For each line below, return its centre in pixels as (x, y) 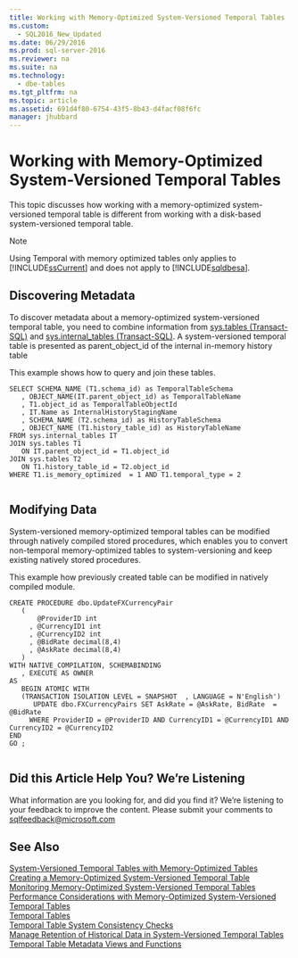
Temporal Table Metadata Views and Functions (95, 944)
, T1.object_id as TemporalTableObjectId (99, 404)
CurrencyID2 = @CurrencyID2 (62, 728)
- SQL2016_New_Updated (59, 34)
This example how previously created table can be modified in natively (139, 577)
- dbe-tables (41, 84)
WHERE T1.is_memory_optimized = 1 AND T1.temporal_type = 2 (125, 475)
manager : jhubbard (43, 117)
